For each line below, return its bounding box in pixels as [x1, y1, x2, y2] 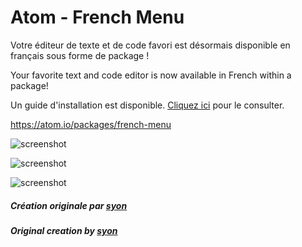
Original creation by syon [10, 224, 118, 236]
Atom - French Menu [10, 6, 185, 29]
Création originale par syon [10, 199, 128, 211]
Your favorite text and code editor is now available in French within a [10, 69, 292, 81]
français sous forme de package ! [10, 49, 150, 61]
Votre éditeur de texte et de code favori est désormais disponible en [10, 39, 291, 51]
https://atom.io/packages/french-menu [10, 118, 172, 130]
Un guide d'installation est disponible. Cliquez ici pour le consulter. [10, 99, 285, 111]
